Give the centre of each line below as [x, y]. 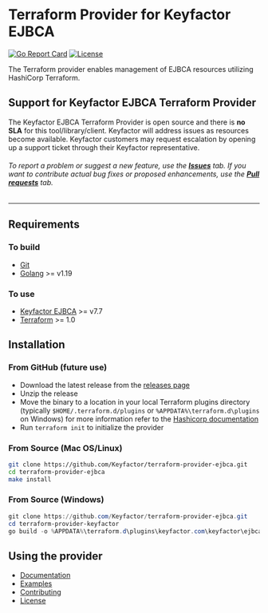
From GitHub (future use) [58, 367]
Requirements [44, 225]
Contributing [40, 592]
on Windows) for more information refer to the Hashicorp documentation [139, 419]
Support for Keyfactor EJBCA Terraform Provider [132, 103]
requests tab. [31, 183]
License [33, 601]
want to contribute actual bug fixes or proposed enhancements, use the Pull [134, 174]
